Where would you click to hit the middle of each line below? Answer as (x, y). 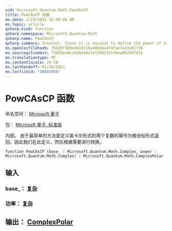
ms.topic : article (25, 24)
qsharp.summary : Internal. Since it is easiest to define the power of (83, 43)
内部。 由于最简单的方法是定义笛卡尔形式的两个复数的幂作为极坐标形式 (80, 135)
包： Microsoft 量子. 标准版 (34, 124)
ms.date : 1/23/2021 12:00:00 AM (40, 19)
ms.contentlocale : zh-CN (32, 62)
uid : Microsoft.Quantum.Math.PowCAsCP (47, 10)
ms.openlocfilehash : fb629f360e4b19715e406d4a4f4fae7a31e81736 (74, 48)
